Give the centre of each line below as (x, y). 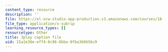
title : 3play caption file (33, 38)
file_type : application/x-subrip (40, 24)
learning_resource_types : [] (35, 28)
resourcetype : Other (27, 33)
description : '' (22, 14)
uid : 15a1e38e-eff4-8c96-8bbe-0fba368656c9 (51, 42)
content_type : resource (30, 10)
